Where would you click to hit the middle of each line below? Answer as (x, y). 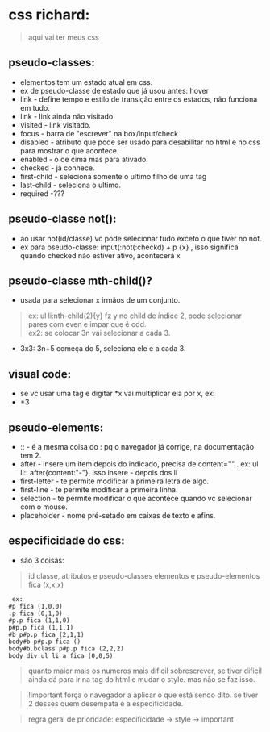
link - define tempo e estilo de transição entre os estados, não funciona (139, 99)
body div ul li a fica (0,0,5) (61, 655)
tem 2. (31, 455)
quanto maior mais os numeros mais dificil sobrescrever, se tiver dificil (145, 671)
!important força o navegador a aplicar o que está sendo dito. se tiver (143, 695)
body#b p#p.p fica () (45, 642)
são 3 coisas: (42, 560)
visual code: (39, 374)
